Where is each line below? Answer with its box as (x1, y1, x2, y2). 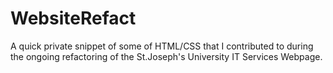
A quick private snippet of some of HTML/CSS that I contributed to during (10, 40, 314, 52)
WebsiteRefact (10, 7, 137, 30)
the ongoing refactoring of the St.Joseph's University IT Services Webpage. (10, 50, 323, 62)
